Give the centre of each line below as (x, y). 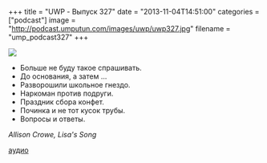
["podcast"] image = (42, 20)
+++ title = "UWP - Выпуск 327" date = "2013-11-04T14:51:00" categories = (134, 12)
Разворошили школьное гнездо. (75, 85)
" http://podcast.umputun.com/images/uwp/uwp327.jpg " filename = (119, 29)
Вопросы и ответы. (53, 119)
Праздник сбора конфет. (62, 102)
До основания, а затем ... (63, 76)
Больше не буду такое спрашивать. (81, 68)
